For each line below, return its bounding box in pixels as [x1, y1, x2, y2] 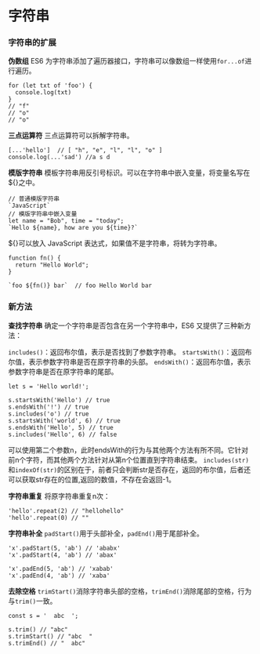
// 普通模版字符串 [8, 195, 60, 203]
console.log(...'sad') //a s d [8, 154, 110, 162]
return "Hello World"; [15, 261, 89, 269]
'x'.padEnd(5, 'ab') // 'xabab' [8, 565, 114, 572]
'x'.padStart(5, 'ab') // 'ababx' [8, 544, 121, 552]
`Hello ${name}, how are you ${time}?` [8, 224, 139, 232]
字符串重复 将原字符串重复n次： [8, 491, 111, 500]
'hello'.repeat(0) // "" [8, 514, 89, 521]
